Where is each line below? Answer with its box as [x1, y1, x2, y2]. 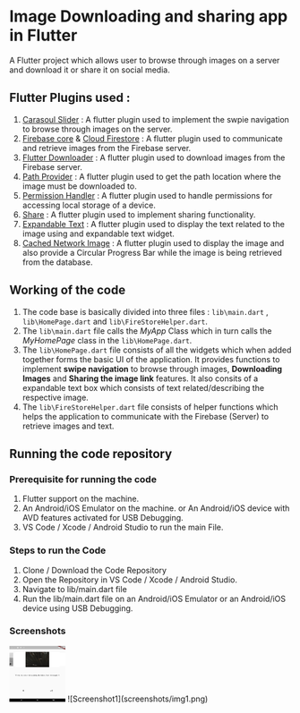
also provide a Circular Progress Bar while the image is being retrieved [21, 247, 282, 258]
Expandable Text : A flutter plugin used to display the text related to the [21, 218, 285, 229]
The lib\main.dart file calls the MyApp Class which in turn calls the [21, 325, 272, 336]
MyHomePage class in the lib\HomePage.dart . [21, 335, 193, 345]
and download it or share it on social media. [9, 64, 170, 75]
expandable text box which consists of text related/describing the [21, 382, 265, 393]
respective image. [21, 392, 90, 403]
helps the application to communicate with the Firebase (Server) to [21, 411, 270, 421]
